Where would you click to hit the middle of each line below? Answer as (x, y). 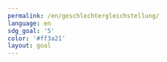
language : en (29, 23)
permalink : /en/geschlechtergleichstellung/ (83, 16)
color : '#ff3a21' (37, 38)
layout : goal (29, 46)
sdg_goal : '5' (31, 31)
